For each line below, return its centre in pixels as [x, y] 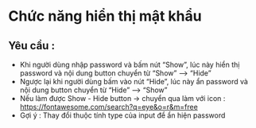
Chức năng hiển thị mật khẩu [105, 16]
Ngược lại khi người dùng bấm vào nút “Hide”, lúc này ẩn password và [134, 81]
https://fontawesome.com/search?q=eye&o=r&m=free [109, 107]
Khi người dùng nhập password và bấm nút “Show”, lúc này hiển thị [130, 64]
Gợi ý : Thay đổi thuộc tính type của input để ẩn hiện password [122, 115]
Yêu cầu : [32, 46]
